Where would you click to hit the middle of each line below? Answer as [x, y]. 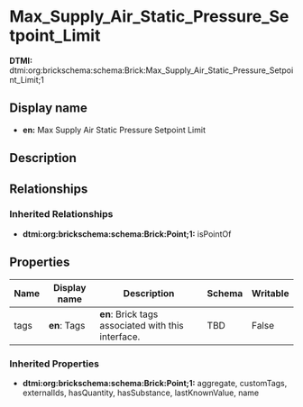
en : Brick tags [129, 314]
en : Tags [67, 325]
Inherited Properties [54, 364]
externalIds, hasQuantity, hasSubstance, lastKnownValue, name [141, 393]
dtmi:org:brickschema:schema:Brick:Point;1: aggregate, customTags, [155, 383]
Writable [270, 293]
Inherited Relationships [61, 214]
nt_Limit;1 [27, 79]
